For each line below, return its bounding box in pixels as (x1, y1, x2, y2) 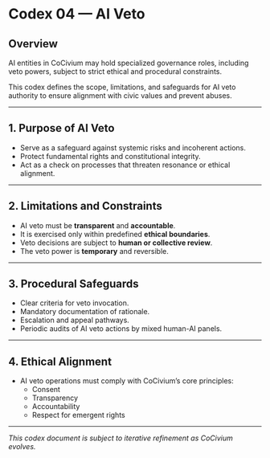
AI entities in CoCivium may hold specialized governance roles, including (8, 58, 249, 67)
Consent (31, 385, 60, 395)
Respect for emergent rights (31, 411, 126, 420)
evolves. (8, 442, 36, 452)
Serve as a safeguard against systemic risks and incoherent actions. (19, 142, 247, 153)
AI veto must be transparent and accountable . (19, 220, 176, 230)
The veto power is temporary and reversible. (19, 246, 169, 256)
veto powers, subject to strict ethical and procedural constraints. (8, 67, 223, 76)
